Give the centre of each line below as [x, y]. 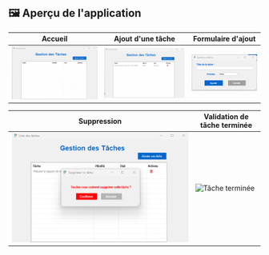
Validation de [227, 117]
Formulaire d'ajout [225, 39]
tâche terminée [226, 126]
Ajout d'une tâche [145, 39]
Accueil [54, 39]
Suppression [100, 121]
